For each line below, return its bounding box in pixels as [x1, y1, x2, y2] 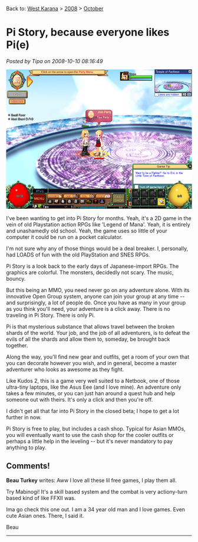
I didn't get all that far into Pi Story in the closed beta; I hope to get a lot [6, 407, 180, 415]
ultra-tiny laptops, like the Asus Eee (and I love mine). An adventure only [6, 383, 181, 390]
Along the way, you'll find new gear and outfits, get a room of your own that [6, 353, 190, 360]
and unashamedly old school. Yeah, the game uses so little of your [6, 227, 167, 234]
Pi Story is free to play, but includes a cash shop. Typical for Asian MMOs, [6, 425, 186, 432]
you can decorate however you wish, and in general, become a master [6, 359, 177, 366]
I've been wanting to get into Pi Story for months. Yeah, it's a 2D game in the [6, 215, 192, 222]
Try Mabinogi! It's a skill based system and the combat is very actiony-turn [6, 488, 187, 495]
